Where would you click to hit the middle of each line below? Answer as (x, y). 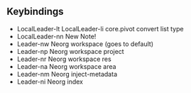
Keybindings (36, 12)
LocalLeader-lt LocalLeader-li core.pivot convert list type (100, 28)
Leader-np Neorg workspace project (71, 51)
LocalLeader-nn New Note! (56, 36)
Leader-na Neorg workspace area (66, 66)
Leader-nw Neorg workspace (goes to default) (85, 44)
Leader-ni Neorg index (50, 82)
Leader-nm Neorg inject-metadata (67, 74)
